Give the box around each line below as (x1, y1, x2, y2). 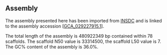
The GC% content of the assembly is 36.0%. (5, 43, 99, 50)
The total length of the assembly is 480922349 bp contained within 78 (5, 33, 153, 39)
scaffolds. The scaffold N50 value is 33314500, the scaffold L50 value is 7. (5, 38, 161, 44)
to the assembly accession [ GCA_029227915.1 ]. (5, 23, 105, 29)
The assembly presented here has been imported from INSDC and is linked (5, 17, 162, 23)
